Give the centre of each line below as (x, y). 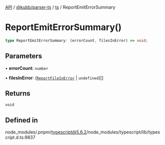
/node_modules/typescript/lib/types (123, 132)
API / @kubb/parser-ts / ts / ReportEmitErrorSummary (60, 7)
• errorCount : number (27, 68)
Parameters (24, 56)
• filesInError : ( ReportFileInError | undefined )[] (54, 78)
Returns (18, 93)
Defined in (22, 120)
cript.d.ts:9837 (20, 138)
